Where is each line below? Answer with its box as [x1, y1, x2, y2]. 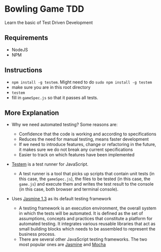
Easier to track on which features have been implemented [18, 152, 135, 158]
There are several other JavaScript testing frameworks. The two [18, 236, 147, 242]
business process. [18, 231, 56, 237]
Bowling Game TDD [4, 3, 85, 15]
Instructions [4, 66, 42, 74]
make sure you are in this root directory [11, 84, 91, 90]
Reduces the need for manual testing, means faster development [18, 136, 149, 142]
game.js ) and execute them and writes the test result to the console [18, 181, 154, 187]
